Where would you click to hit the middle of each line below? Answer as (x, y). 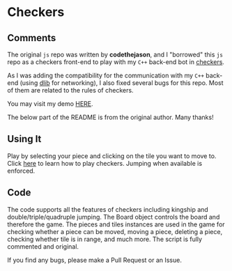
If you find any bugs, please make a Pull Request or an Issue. (95, 260)
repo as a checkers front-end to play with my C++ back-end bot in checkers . (116, 62)
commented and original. (43, 246)
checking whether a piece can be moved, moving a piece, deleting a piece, (115, 231)
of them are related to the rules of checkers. (70, 90)
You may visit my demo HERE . (50, 104)
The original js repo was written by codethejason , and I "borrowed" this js (115, 54)
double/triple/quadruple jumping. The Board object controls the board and (114, 217)
